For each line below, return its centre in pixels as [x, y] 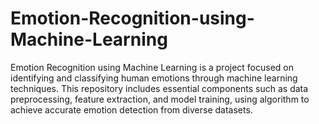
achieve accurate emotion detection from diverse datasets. [131, 109]
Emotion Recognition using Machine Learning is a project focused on [152, 67]
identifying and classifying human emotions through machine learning [154, 78]
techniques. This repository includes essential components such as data [159, 88]
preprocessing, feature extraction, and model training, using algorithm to [160, 99]
